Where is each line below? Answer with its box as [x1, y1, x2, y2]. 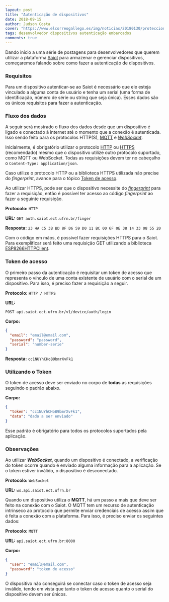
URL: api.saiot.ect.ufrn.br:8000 [5, 538, 75, 544]
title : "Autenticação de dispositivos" [5, 12, 89, 17]
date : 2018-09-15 [5, 17, 42, 22]
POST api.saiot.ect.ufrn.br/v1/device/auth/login [5, 309, 112, 314]
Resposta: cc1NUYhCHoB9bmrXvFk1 [5, 356, 73, 362]
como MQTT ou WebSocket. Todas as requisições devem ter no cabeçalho [5, 155, 160, 161]
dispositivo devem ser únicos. [5, 591, 67, 597]
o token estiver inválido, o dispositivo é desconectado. [5, 468, 118, 474]
